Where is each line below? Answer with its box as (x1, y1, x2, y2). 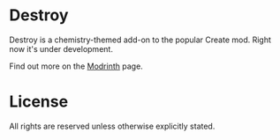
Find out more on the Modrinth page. (9, 61, 143, 71)
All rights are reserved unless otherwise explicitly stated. (9, 121, 216, 131)
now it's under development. (9, 43, 113, 54)
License (9, 92, 69, 112)
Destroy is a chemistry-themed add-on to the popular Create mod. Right (9, 34, 272, 45)
